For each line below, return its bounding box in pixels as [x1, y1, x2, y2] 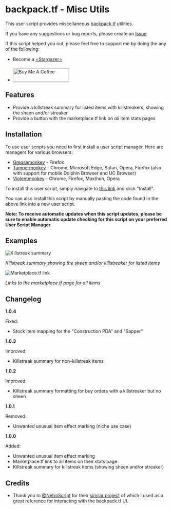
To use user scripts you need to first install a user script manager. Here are [5, 144, 163, 150]
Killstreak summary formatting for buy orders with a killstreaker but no [12, 388, 161, 394]
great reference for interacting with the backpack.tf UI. [12, 498, 129, 504]
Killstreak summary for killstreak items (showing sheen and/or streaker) [12, 464, 164, 470]
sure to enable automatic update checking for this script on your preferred [5, 216, 167, 222]
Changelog [5, 295, 42, 303]
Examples [5, 236, 37, 245]
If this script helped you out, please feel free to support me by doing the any [5, 40, 167, 47]
